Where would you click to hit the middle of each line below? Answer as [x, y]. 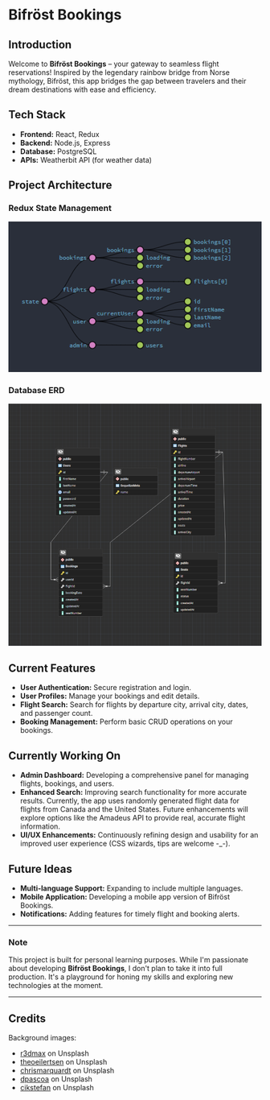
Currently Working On [65, 756]
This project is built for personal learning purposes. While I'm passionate [129, 960]
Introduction [40, 45]
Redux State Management [60, 209]
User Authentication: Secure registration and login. [105, 688]
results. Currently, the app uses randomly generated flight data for [129, 801]
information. [40, 826]
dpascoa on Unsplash [56, 1079]
